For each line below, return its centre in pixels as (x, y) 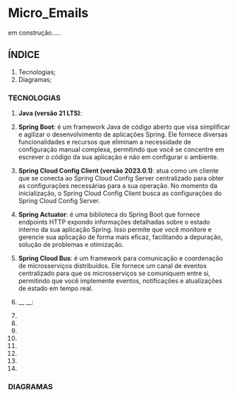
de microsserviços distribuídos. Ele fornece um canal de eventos (113, 266)
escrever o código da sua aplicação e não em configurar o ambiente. (119, 157)
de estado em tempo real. (56, 289)
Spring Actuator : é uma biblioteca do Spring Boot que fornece (109, 214)
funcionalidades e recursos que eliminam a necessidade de (104, 142)
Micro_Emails (48, 13)
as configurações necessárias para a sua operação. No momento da (118, 186)
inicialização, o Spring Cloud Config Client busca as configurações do (120, 193)
